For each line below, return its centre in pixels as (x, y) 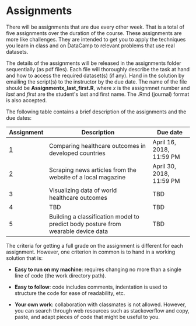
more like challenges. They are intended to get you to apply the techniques (96, 39)
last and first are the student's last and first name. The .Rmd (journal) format (98, 94)
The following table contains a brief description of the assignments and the (96, 112)
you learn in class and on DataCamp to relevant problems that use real (90, 46)
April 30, (164, 166)
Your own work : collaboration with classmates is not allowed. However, (100, 304)
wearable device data (79, 231)
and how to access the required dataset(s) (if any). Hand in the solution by (95, 75)
